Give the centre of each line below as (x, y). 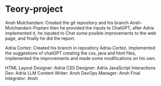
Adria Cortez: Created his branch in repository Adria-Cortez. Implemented (80, 48)
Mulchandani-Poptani (27, 28)
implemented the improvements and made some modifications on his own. (81, 58)
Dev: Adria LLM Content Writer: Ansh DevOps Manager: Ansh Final (73, 73)
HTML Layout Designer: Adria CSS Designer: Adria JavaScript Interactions (80, 68)
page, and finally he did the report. (40, 38)
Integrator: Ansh (22, 78)
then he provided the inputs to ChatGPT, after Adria (102, 28)
